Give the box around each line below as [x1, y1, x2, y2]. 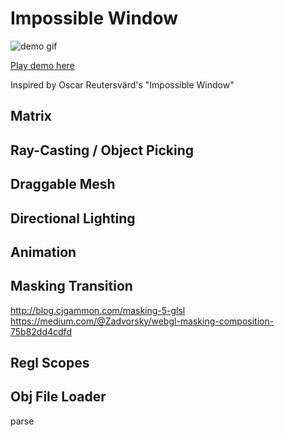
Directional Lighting [10, 210, 136, 227]
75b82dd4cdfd [10, 325, 72, 337]
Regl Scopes [10, 355, 90, 372]
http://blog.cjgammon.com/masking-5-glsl [10, 304, 186, 316]
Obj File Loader [10, 388, 107, 406]
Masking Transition [10, 278, 133, 295]
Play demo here [10, 59, 75, 71]
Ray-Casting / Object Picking [10, 142, 194, 159]
